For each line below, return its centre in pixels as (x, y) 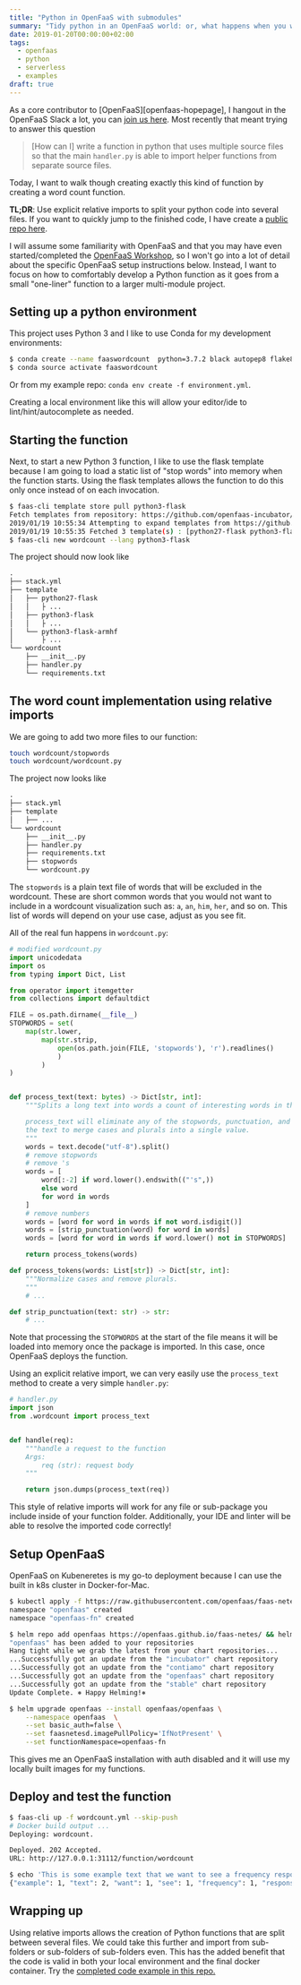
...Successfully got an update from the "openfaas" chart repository (142, 1676)
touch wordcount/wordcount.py (66, 761)
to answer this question (52, 129)
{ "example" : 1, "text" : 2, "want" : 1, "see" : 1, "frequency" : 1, (133, 1883)
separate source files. (71, 165)
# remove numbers (58, 1213)
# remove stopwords (62, 1155)
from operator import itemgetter (72, 991)
